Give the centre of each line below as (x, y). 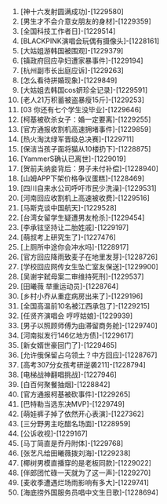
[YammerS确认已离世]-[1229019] (73, 159)
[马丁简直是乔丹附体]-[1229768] (72, 443)
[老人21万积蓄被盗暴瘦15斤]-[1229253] (82, 100)
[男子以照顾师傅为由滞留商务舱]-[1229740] (89, 325)
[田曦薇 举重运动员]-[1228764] (69, 286)
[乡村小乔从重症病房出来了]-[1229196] (82, 296)
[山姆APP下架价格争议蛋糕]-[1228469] (82, 178)
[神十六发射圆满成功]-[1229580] (72, 11)
